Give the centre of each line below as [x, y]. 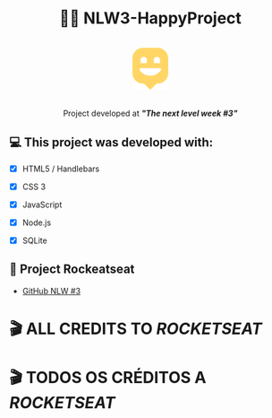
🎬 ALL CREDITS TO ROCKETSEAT [136, 329]
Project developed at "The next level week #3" [150, 113]
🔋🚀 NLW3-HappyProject [150, 18]
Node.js [37, 222]
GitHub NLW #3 [51, 291]
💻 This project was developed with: [111, 143]
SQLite [34, 240]
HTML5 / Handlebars [61, 169]
